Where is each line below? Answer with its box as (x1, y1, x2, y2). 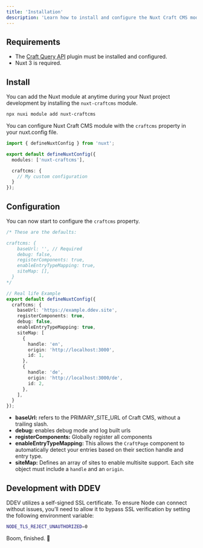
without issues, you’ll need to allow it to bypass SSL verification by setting (6, 506, 190, 512)
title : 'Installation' (6, 8, 63, 15)
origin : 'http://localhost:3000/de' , (28, 375, 123, 381)
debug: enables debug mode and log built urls (14, 427, 131, 434)
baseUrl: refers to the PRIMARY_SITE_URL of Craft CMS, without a (14, 414, 181, 421)
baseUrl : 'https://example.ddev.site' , (17, 307, 118, 314)
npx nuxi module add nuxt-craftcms (6, 111, 96, 117)
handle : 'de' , (28, 369, 63, 375)
